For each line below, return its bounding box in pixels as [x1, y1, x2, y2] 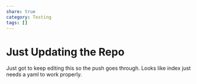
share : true [6, 8, 36, 15]
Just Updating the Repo [6, 45, 125, 59]
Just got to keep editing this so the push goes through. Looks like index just [6, 64, 191, 72]
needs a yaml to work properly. [6, 71, 82, 78]
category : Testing [6, 14, 52, 20]
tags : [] [6, 20, 28, 25]
